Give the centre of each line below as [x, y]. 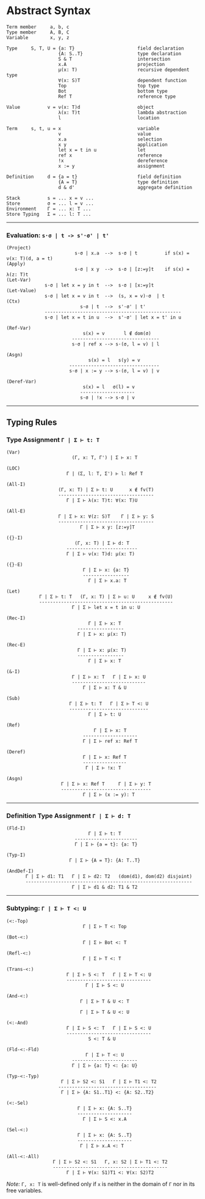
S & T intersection [114, 59]
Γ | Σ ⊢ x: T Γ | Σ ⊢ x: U [109, 677]
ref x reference [110, 155]
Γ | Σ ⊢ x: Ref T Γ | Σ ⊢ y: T [106, 784]
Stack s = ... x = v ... [50, 198]
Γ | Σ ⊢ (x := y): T [109, 795]
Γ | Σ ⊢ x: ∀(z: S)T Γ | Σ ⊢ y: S [106, 516]
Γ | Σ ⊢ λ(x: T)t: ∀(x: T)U [102, 500]
